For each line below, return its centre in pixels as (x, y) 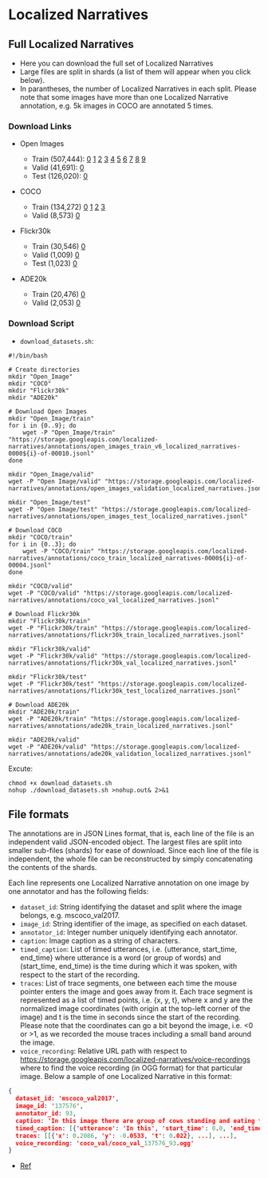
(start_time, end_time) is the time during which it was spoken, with (128, 967)
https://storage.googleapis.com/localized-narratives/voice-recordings (135, 1060)
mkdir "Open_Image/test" (49, 502)
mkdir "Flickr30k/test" (48, 677)
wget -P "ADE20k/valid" (48, 747)
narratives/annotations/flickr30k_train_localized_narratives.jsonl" (126, 635)
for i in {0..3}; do (43, 544)
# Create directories (44, 370)
